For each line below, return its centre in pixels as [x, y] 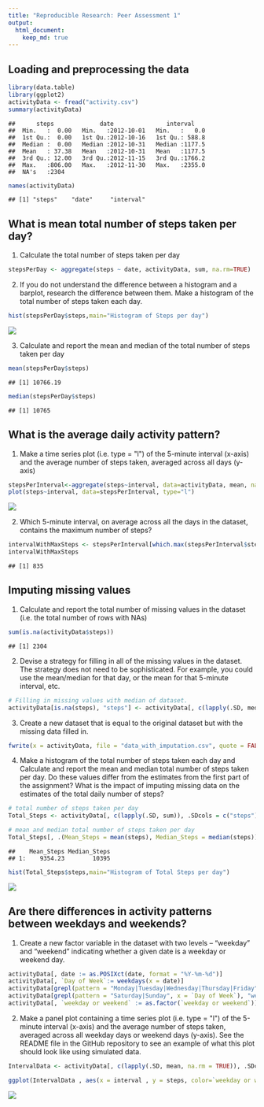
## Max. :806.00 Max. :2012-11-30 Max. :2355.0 [107, 165]
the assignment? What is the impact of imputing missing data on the [129, 786]
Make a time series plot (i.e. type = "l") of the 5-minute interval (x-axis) [134, 454]
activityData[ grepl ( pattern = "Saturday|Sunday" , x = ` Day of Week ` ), [126, 996]
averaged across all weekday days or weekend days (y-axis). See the [132, 1035]
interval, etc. [40, 686]
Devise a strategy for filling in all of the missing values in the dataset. [131, 661]
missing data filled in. [54, 731]
